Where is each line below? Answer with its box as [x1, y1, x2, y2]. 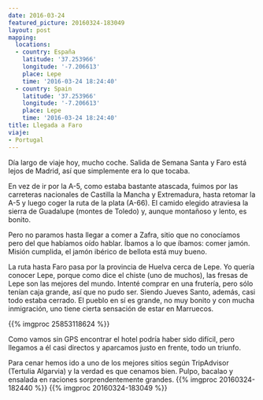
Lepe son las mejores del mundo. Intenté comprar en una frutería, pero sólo [8, 279, 254, 288]
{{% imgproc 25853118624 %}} [8, 319, 110, 328]
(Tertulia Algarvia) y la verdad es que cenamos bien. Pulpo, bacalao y [8, 366, 234, 376]
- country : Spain [15, 84, 72, 93]
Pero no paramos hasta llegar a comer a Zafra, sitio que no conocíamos [8, 230, 240, 239]
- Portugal [8, 135, 44, 144]
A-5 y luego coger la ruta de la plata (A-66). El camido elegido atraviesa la [8, 198, 249, 207]
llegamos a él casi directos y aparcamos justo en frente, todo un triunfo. [8, 343, 242, 352]
